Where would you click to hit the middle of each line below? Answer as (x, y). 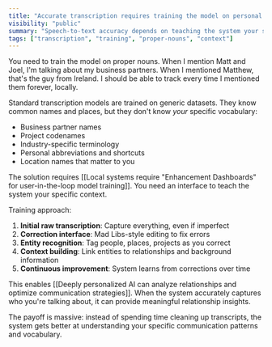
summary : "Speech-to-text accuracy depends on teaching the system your (134, 31)
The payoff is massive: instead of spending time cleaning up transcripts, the (135, 317)
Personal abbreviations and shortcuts (83, 153)
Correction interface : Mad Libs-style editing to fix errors (115, 235)
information (39, 260)
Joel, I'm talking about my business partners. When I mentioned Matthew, (131, 70)
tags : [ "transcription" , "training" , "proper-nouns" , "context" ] (121, 38)
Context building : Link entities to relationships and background (126, 252)
